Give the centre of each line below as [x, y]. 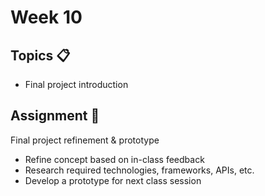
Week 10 [46, 17]
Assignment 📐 [55, 116]
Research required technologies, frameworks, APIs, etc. [139, 170]
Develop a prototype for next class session [113, 180]
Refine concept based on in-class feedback [114, 159]
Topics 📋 [40, 55]
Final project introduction [76, 84]
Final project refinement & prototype [85, 140]
